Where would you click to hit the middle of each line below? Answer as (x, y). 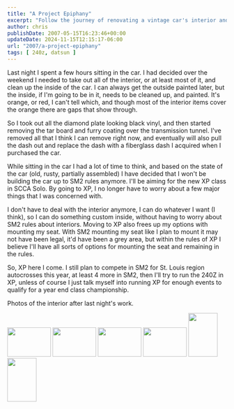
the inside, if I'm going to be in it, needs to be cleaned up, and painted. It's (114, 94)
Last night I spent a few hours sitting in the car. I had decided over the (107, 72)
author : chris (28, 27)
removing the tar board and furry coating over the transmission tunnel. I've (114, 131)
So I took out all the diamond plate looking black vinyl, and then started (109, 123)
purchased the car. (34, 153)
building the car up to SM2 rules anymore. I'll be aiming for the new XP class (117, 181)
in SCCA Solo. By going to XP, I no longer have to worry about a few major (114, 188)
